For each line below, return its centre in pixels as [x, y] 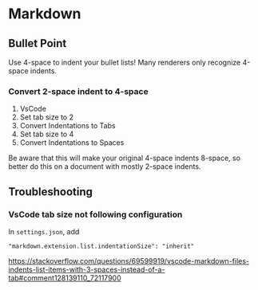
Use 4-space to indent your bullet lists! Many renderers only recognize [125, 62]
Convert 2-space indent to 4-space [79, 91]
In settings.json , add [44, 231]
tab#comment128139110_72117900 [65, 278]
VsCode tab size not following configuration [95, 214]
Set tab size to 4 [47, 134]
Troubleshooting [51, 192]
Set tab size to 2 [47, 117]
